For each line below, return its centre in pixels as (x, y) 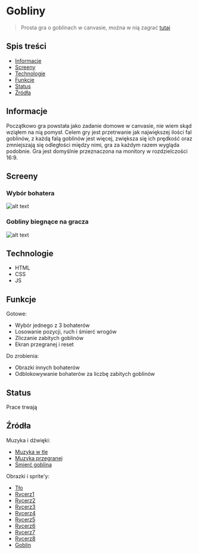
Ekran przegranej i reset (44, 344)
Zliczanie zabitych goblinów (49, 338)
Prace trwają (22, 407)
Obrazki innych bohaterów (47, 368)
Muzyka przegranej (38, 458)
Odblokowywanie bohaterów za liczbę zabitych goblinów (85, 374)
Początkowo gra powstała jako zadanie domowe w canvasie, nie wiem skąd (99, 126)
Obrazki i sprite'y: (28, 476)
